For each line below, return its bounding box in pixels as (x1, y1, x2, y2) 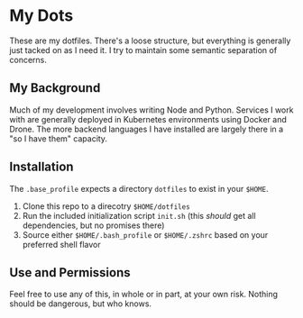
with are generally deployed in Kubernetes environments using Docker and (9, 114, 287, 124)
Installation (9, 159, 74, 175)
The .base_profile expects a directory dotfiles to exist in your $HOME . (9, 183, 269, 194)
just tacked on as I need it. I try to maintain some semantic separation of (9, 44, 278, 55)
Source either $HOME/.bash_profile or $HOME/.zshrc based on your (22, 229, 269, 240)
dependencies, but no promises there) (22, 220, 165, 231)
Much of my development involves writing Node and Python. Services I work (9, 104, 294, 115)
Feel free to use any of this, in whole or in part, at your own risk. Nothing (9, 289, 278, 300)
